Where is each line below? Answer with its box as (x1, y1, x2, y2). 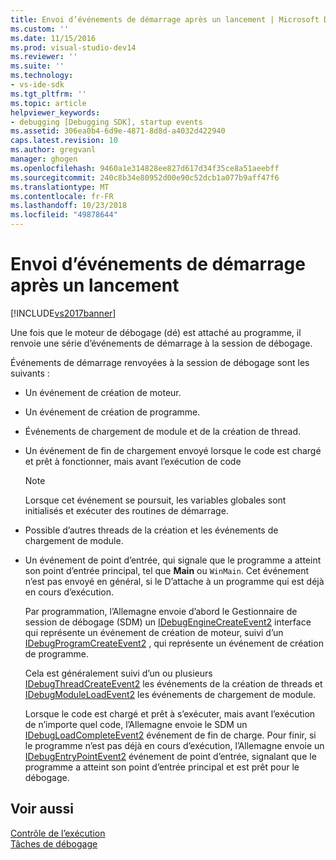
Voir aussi (10, 801, 74, 818)
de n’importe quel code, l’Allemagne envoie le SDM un (24, 718, 248, 730)
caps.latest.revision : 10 (10, 136, 118, 146)
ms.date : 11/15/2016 (10, 33, 97, 43)
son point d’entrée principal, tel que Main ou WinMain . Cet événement (24, 564, 310, 576)
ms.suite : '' (10, 61, 65, 71)
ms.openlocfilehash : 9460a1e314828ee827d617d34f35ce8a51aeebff (10, 163, 280, 173)
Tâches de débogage (10, 837, 98, 850)
